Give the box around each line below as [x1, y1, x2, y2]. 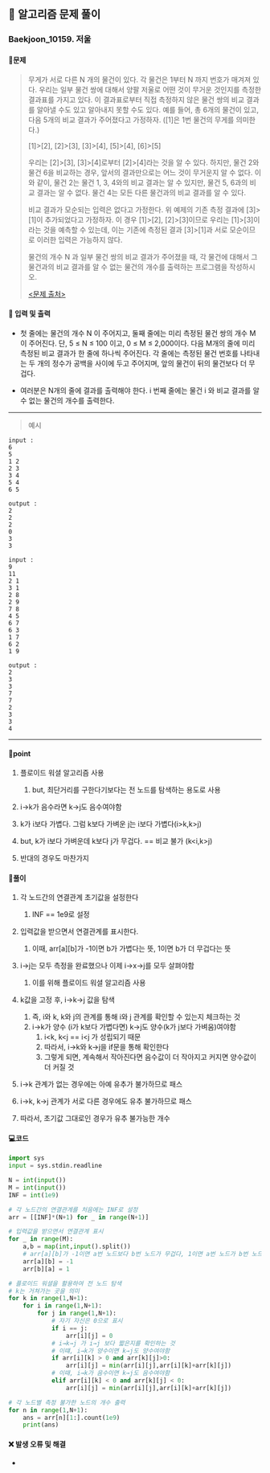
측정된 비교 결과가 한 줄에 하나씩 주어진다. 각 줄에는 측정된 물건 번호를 [19, 348, 239, 358]
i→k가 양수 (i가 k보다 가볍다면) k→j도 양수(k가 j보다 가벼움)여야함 [31, 1022, 237, 1032]
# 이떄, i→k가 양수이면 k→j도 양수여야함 [51, 1347, 170, 1355]
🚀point [8, 749, 31, 759]
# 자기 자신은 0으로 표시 [51, 1317, 123, 1325]
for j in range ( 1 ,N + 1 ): [37, 1309, 117, 1318]
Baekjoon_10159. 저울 [8, 34, 92, 45]
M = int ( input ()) [8, 1184, 67, 1192]
